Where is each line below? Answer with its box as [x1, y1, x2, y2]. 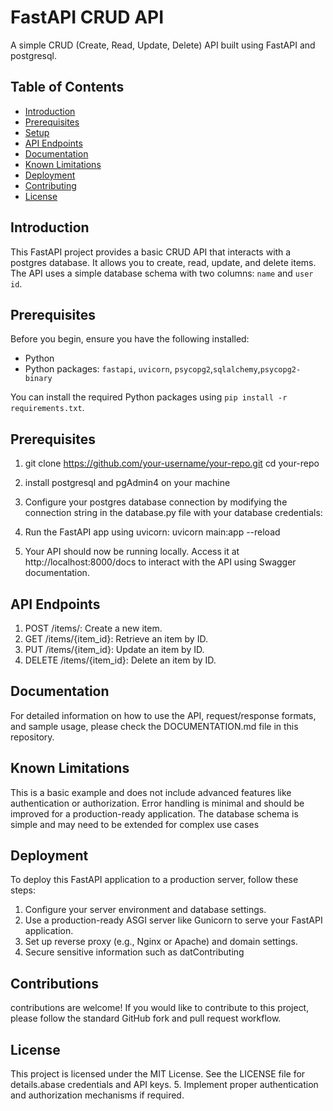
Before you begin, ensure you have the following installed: [10, 333, 250, 345]
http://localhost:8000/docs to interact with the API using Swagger [24, 556, 297, 568]
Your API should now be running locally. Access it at [24, 546, 240, 558]
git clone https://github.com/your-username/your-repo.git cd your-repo [24, 457, 320, 470]
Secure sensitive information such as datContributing [24, 946, 245, 958]
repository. [10, 731, 55, 743]
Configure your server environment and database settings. [24, 904, 267, 916]
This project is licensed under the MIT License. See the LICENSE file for [10, 1068, 306, 1080]
